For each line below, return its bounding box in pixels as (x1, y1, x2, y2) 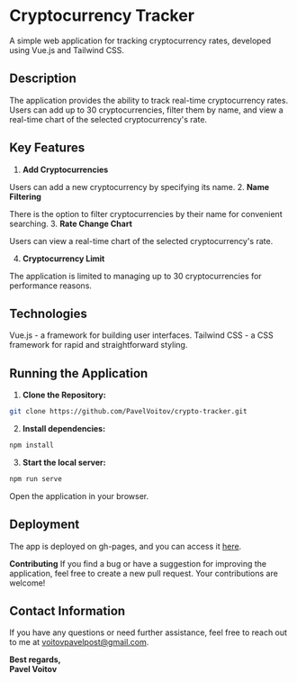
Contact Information (9, 604, 126, 619)
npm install (9, 441, 54, 450)
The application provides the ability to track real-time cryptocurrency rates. (9, 95, 289, 105)
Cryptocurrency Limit (22, 253, 105, 264)
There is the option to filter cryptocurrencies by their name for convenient (9, 208, 283, 219)
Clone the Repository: (22, 389, 106, 401)
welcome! (9, 577, 46, 588)
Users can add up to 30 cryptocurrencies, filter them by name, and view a (9, 105, 283, 115)
